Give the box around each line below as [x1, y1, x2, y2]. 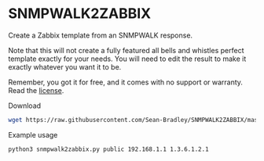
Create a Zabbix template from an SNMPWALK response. [8, 30, 193, 40]
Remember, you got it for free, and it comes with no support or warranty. [8, 77, 244, 87]
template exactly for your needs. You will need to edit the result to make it [8, 54, 247, 63]
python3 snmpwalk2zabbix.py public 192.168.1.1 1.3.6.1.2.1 [8, 145, 210, 153]
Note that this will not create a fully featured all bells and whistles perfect [8, 45, 244, 55]
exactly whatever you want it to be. [8, 62, 122, 71]
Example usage [8, 130, 58, 139]
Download [8, 101, 42, 110]
